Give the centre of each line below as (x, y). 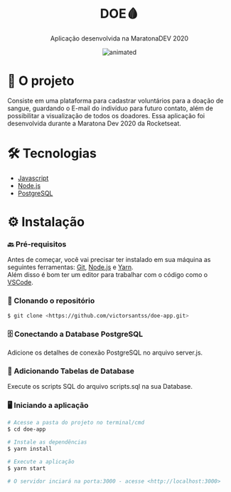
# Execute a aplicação (41, 461)
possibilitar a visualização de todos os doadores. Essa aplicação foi (106, 115)
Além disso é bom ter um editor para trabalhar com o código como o (108, 275)
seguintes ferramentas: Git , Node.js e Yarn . (70, 267)
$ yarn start (27, 468)
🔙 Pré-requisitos (37, 244)
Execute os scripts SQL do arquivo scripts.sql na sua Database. (100, 387)
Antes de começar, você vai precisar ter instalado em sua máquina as (109, 260)
